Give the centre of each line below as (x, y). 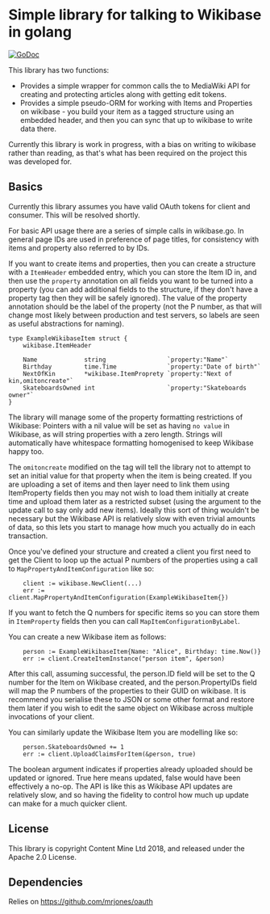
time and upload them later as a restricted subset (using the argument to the (135, 501)
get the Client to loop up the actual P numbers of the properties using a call (133, 560)
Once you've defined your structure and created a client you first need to (130, 551)
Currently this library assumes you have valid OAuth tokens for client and (129, 206)
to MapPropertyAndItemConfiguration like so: (81, 568)
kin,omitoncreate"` (41, 381)
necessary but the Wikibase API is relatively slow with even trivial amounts (132, 518)
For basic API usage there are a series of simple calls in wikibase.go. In (126, 230)
